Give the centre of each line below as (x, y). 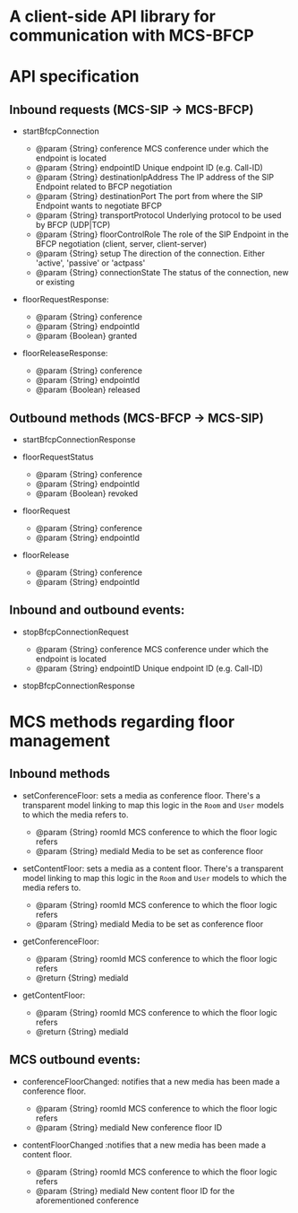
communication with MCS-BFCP (132, 35)
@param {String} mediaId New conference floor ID (129, 1127)
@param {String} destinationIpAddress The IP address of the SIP (155, 178)
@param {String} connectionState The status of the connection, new (162, 273)
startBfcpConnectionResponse (79, 440)
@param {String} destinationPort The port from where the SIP (149, 196)
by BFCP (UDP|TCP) (73, 225)
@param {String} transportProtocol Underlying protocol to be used (158, 215)
